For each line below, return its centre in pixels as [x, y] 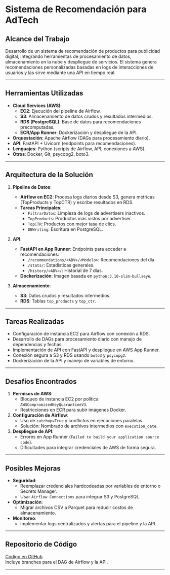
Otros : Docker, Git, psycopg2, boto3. [51, 154]
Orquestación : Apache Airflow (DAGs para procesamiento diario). [81, 138]
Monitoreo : [24, 518]
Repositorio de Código [41, 544]
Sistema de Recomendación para [76, 9]
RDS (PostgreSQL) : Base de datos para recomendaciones [80, 122]
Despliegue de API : [33, 431]
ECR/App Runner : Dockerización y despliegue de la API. [79, 132]
